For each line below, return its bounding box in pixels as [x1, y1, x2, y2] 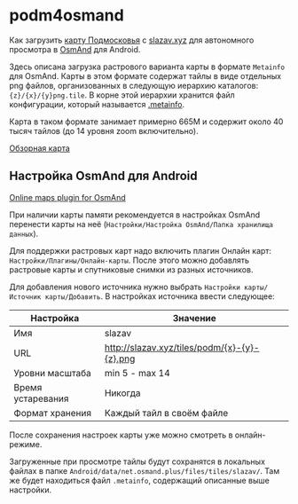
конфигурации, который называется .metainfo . [9, 98, 184, 109]
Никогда [105, 387, 141, 399]
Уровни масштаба [13, 366, 91, 379]
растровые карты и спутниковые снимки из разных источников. [9, 264, 254, 275]
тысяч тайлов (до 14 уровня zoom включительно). [9, 125, 199, 136]
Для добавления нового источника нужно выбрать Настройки [9, 281, 241, 292]
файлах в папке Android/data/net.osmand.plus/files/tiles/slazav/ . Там [9, 465, 280, 476]
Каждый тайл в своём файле [105, 406, 229, 419]
